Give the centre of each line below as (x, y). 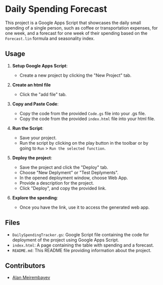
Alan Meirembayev (31, 278)
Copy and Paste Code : (35, 104)
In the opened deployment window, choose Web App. (74, 178)
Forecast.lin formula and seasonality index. (50, 38)
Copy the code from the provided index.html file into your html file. (87, 119)
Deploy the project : (32, 158)
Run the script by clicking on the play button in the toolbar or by (84, 143)
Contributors (25, 266)
